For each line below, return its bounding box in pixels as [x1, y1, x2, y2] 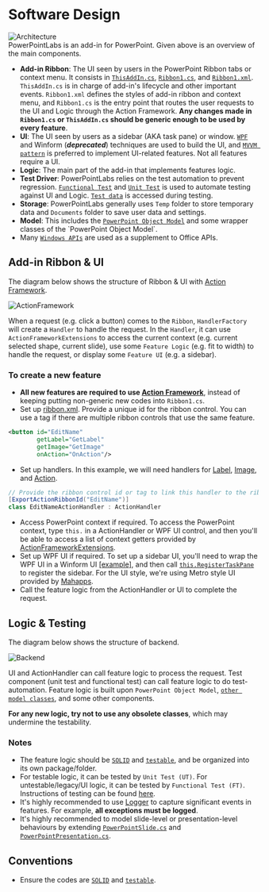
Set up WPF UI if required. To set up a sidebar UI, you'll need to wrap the [19, 552, 258, 561]
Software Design [8, 6, 121, 24]
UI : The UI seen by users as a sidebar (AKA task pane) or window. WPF [19, 131, 248, 140]
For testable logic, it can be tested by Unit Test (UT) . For [19, 772, 208, 782]
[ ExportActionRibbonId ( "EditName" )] [8, 496, 129, 504]
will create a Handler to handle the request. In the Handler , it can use [8, 324, 232, 334]
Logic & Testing [8, 617, 86, 630]
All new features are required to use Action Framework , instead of [19, 387, 240, 398]
